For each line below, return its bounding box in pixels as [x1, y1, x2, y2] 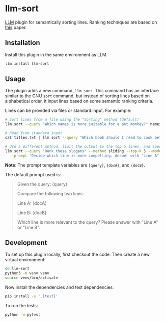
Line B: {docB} [17, 210, 47, 215]
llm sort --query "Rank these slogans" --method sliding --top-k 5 [5, 148, 146, 154]
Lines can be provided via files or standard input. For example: [5, 107, 132, 113]
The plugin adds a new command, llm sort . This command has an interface [5, 88, 159, 94]
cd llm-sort [5, 266, 29, 271]
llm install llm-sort [5, 61, 50, 66]
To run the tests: [5, 302, 38, 308]
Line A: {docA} [17, 200, 47, 206]
